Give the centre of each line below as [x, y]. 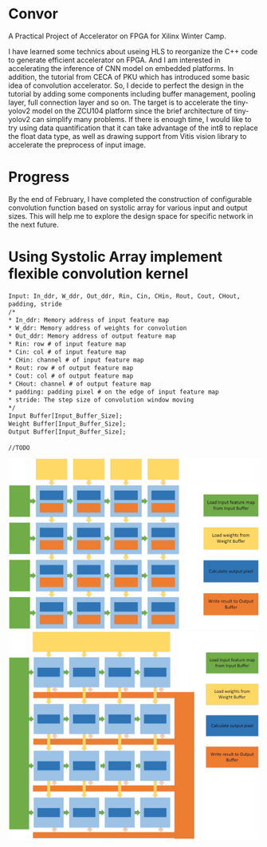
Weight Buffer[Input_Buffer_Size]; [67, 424]
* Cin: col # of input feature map [67, 352]
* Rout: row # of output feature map [71, 368]
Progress [39, 177]
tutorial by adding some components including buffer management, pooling [132, 93]
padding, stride [35, 304]
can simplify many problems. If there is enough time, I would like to [141, 119]
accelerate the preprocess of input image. [77, 144]
